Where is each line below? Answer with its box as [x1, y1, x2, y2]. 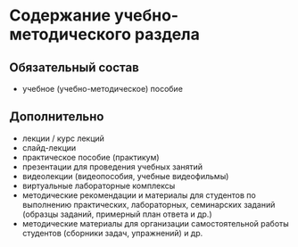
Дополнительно [9, 109, 104, 125]
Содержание [9, 5, 112, 26]
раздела [134, 24, 201, 45]
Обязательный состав [9, 60, 140, 75]
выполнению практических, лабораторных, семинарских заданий [21, 199, 276, 210]
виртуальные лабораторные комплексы [21, 180, 176, 191]
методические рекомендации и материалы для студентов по [21, 189, 256, 201]
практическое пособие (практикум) [21, 152, 160, 162]
